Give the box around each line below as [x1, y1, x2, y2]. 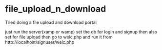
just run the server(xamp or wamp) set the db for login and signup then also [5, 29, 158, 34]
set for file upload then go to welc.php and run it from [5, 34, 113, 40]
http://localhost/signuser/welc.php [5, 39, 75, 45]
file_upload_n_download [5, 3, 106, 15]
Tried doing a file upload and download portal [5, 19, 97, 25]
